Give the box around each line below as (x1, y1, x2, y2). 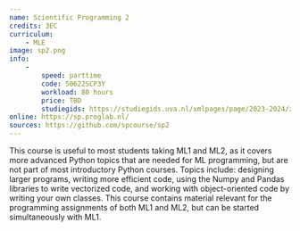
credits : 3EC (9, 21, 58, 30)
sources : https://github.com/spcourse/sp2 (9, 121, 170, 130)
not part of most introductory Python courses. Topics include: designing (9, 164, 275, 175)
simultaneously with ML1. (9, 211, 102, 222)
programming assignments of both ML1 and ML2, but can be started (9, 202, 260, 212)
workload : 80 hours (41, 87, 114, 96)
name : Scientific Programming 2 (9, 12, 129, 22)
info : (9, 54, 29, 63)
